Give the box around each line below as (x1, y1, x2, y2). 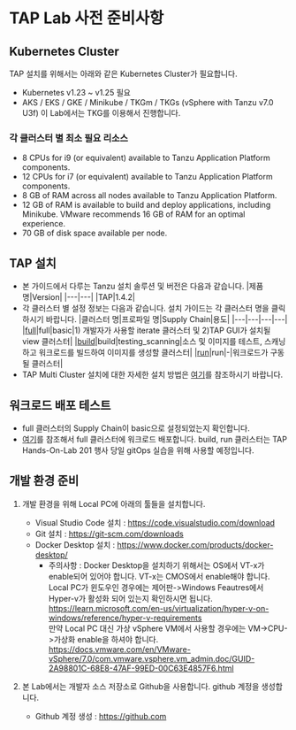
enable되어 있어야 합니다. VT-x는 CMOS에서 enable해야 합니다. (48, 571, 270, 581)
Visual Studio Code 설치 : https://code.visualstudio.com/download (34, 517, 276, 527)
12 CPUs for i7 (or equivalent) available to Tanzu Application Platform (21, 172, 273, 182)
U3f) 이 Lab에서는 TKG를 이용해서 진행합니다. (21, 108, 181, 118)
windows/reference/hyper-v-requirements (48, 612, 202, 623)
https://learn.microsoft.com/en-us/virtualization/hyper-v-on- (48, 603, 269, 613)
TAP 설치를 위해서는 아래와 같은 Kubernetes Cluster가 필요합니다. (9, 68, 238, 79)
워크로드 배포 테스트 (9, 397, 111, 412)
